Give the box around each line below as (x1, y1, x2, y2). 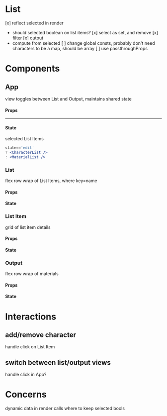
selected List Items (5, 136, 44, 142)
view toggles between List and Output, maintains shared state (5, 96, 132, 102)
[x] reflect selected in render (5, 20, 64, 26)
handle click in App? (5, 372, 47, 378)
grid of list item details (5, 224, 51, 230)
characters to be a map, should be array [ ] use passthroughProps (12, 45, 148, 51)
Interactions (5, 311, 56, 322)
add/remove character (5, 331, 76, 339)
